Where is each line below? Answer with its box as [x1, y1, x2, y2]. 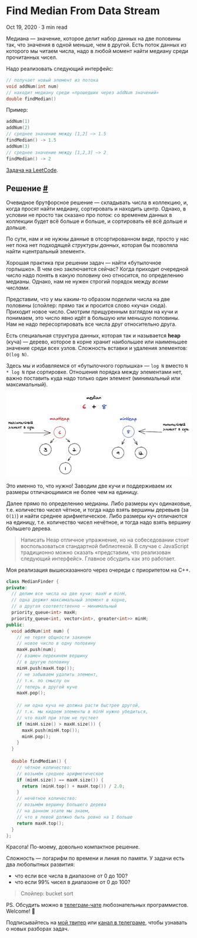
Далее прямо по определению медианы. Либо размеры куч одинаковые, [6, 500, 192, 507]
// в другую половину [16, 659, 69, 665]
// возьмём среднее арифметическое [16, 770, 104, 777]
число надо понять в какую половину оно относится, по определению [6, 272, 184, 279]
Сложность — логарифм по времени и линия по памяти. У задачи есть [6, 854, 185, 862]
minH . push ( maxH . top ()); [16, 665, 75, 671]
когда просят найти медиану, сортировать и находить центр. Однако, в [6, 205, 186, 212]
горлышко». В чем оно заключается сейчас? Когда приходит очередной [6, 266, 189, 273]
